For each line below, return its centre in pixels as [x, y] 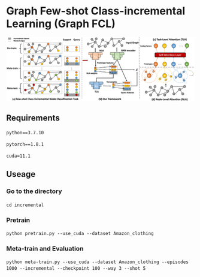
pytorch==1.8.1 [25, 144]
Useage [21, 174]
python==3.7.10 [25, 133]
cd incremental [25, 205]
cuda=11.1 [19, 156]
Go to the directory [34, 191]
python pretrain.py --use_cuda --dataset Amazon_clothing [80, 234]
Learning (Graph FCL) [61, 24]
